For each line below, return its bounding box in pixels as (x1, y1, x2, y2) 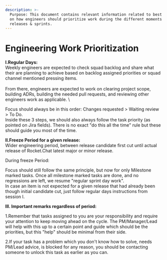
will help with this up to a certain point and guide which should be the (5, 223, 148, 230)
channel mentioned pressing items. (5, 75, 77, 81)
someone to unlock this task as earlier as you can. (5, 249, 108, 255)
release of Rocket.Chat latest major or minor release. (5, 148, 113, 154)
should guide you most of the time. (5, 127, 77, 133)
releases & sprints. (9, 21, 52, 26)
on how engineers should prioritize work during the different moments (9, 16, 162, 21)
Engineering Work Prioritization (5, 43, 139, 54)
